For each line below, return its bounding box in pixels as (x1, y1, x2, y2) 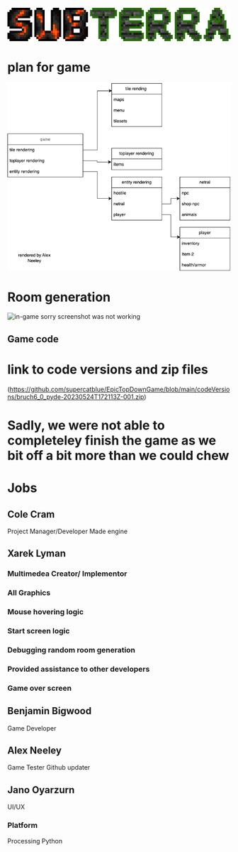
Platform (7, 821, 38, 831)
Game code (7, 333, 59, 345)
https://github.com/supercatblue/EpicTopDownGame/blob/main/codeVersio (9, 385, 230, 393)
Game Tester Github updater (7, 763, 91, 772)
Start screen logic (7, 626, 70, 636)
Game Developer (7, 723, 57, 732)
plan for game (7, 59, 91, 75)
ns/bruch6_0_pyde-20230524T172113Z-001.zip (7, 392, 144, 401)
